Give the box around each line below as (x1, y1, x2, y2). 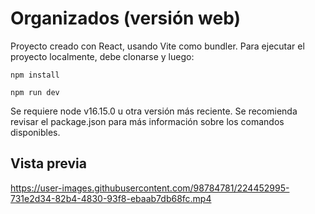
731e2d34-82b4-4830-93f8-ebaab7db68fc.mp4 (10, 192, 212, 204)
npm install (10, 70, 60, 80)
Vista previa (10, 155, 87, 172)
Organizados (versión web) (10, 7, 242, 30)
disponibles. (10, 126, 61, 138)
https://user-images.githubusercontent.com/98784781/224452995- (10, 182, 290, 194)
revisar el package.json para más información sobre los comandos (10, 115, 285, 127)
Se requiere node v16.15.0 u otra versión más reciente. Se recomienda (10, 105, 298, 117)
